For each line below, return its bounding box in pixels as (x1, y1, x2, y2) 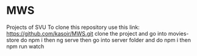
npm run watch (6, 43, 45, 50)
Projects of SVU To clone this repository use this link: (6, 23, 140, 31)
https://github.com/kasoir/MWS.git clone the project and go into (6, 30, 167, 37)
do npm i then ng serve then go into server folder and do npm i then (20, 36, 191, 43)
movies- (168, 30, 189, 37)
